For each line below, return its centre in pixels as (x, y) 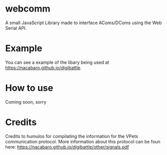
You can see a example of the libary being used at (57, 62)
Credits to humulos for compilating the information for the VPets (72, 136)
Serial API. (16, 28)
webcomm (28, 9)
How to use (29, 88)
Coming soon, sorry (26, 102)
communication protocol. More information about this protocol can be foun (83, 141)
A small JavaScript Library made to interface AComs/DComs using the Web (84, 23)
